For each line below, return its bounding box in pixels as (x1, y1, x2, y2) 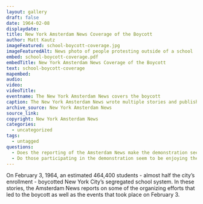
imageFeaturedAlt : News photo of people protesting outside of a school (6, 48, 193, 54)
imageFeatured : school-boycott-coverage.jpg (6, 43, 120, 49)
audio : (6, 76, 23, 82)
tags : (6, 133, 20, 139)
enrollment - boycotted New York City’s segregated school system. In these (6, 178, 195, 185)
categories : (6, 122, 36, 128)
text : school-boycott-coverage (6, 65, 85, 71)
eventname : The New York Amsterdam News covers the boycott (6, 93, 161, 99)
